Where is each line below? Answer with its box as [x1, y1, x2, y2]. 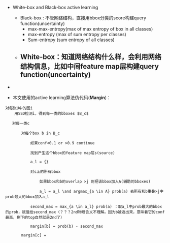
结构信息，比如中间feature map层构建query [20, 62, 159, 71]
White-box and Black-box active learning [12, 5, 98, 10]
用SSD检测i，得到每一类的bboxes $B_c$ [14, 111, 89, 116]
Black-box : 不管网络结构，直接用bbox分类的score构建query [20, 15, 146, 21]
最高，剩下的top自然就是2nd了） [5, 215, 64, 220]
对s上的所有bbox [30, 169, 61, 174]
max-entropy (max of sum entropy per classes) [27, 32, 127, 37]
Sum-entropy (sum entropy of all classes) [27, 37, 115, 43]
